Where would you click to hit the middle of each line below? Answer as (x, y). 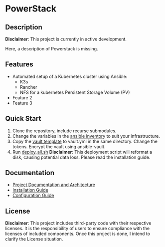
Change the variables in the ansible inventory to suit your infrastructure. (86, 136)
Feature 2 (22, 97)
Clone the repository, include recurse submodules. (64, 131)
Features (19, 65)
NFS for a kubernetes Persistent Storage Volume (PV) (75, 92)
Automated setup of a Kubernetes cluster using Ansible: (70, 76)
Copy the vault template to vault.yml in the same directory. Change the (85, 141)
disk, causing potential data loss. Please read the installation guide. (81, 157)
